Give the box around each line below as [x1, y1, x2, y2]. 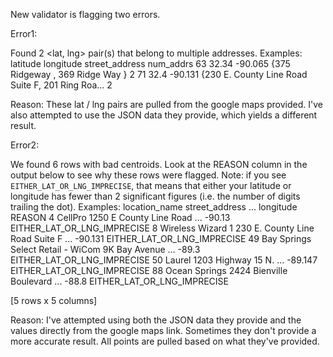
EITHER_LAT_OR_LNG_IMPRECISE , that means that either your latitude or [10, 180, 292, 191]
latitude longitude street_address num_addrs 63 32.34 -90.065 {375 [10, 58, 291, 69]
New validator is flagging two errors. [10, 9, 161, 20]
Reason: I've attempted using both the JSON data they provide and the [10, 314, 302, 326]
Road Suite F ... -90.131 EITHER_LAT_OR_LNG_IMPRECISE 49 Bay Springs [10, 233, 312, 244]
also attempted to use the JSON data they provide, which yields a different [10, 109, 318, 121]
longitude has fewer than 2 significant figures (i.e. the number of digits [10, 190, 301, 202]
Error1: [10, 28, 38, 39]
